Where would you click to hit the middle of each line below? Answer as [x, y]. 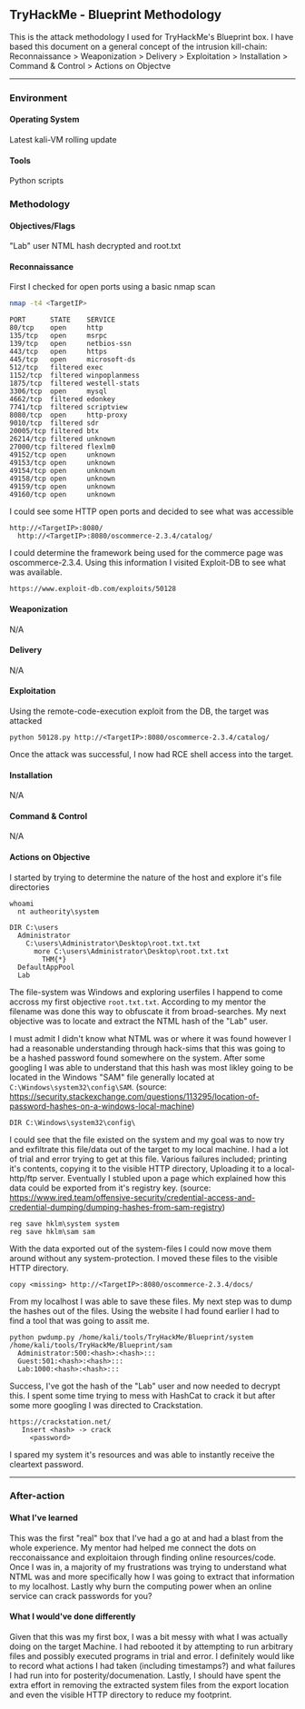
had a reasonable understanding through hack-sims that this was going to [148, 1048]
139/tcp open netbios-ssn [70, 344]
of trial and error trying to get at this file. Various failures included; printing [148, 1159]
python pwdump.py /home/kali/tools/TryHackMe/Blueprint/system [132, 1337]
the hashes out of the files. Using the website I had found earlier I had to [144, 1310]
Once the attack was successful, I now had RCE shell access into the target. [152, 754]
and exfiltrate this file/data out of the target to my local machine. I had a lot [149, 1149]
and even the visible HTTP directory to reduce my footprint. [121, 1694]
